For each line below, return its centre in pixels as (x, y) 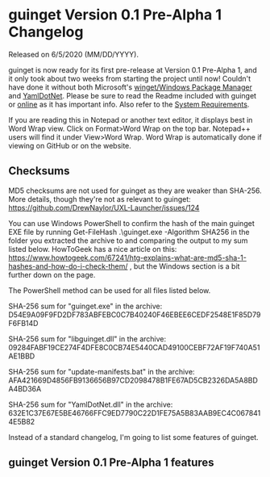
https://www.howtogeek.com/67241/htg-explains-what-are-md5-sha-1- (128, 257)
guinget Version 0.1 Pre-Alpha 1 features (112, 463)
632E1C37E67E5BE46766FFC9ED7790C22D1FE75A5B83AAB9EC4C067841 (135, 412)
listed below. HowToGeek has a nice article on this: (93, 249)
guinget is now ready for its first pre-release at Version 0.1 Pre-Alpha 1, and (133, 69)
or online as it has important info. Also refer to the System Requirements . (129, 104)
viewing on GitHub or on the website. (70, 145)
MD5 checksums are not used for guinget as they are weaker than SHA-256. (135, 190)
